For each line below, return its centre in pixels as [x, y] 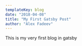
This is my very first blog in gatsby [41, 38]
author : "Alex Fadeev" [29, 24]
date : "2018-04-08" [26, 14]
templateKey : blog [25, 10]
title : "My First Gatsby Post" [38, 19]
